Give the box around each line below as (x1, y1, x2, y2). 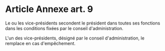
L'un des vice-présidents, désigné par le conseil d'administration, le (5, 35, 145, 41)
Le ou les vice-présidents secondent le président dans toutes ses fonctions (5, 20, 160, 26)
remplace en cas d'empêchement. (5, 40, 76, 46)
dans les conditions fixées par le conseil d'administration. (5, 25, 123, 31)
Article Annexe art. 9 (5, 3, 93, 15)
